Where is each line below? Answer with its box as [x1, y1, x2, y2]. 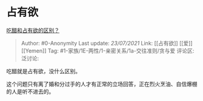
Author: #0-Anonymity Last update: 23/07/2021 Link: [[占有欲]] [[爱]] [21, 39, 193, 47]
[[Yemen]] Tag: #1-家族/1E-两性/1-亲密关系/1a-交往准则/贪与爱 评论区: [21, 47, 195, 54]
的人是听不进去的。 [6, 88, 55, 95]
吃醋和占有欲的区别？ [6, 27, 59, 34]
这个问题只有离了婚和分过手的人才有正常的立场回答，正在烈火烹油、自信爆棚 [6, 80, 198, 88]
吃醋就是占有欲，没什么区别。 [6, 67, 81, 74]
